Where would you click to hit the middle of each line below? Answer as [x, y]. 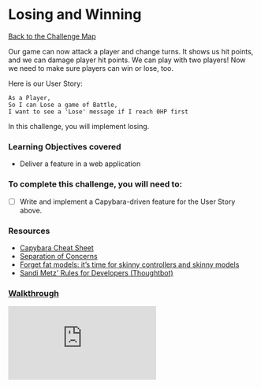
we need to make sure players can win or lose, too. [91, 68]
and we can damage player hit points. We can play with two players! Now [127, 60]
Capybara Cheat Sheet [57, 248]
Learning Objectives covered [65, 146]
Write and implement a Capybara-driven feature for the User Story [127, 201]
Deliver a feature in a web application [80, 164]
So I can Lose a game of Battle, [63, 105]
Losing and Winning [75, 15]
